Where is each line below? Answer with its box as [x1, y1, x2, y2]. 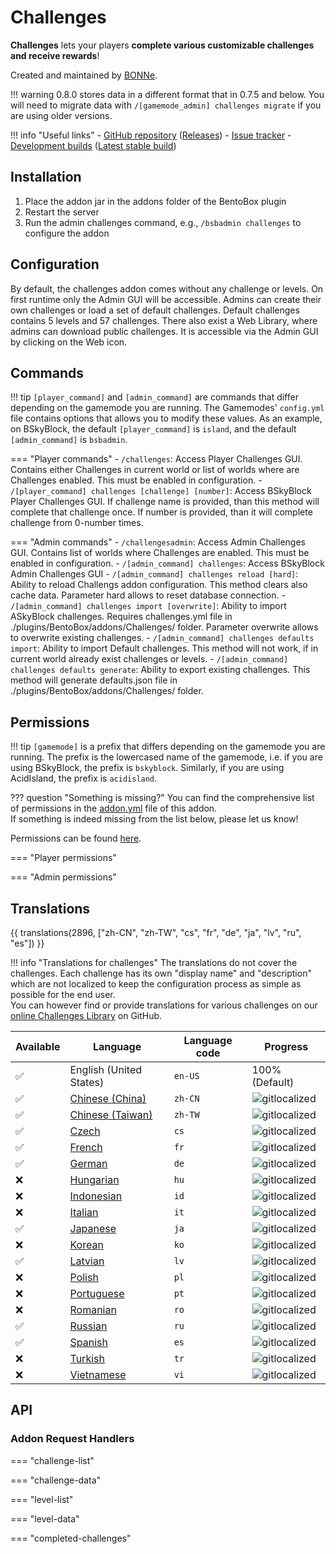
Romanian [69, 1303, 117, 1316]
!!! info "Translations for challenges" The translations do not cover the [10, 957, 298, 968]
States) [69, 1076, 105, 1089]
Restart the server [24, 206, 100, 218]
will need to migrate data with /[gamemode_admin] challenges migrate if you [10, 99, 322, 111]
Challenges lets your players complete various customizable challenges [10, 39, 315, 51]
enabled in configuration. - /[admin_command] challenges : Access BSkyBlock [10, 557, 325, 570]
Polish [69, 1271, 99, 1284]
